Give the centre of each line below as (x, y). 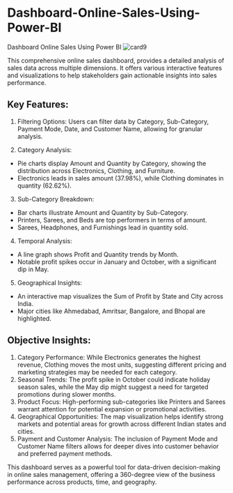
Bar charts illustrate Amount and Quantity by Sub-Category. (103, 212)
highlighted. (34, 318)
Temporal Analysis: (45, 241)
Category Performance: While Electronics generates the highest (109, 357)
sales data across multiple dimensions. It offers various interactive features (115, 68)
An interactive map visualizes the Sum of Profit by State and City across (120, 296)
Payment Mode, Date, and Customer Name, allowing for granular (110, 129)
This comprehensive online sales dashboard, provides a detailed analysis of (116, 60)
